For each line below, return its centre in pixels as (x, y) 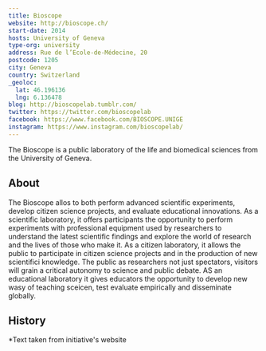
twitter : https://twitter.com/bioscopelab (80, 112)
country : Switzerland (44, 75)
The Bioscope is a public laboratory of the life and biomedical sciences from (133, 149)
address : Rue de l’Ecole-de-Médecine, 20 (78, 53)
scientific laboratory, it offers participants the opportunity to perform (121, 219)
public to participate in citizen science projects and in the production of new (133, 253)
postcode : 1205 (33, 61)
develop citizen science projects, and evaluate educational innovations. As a (133, 211)
